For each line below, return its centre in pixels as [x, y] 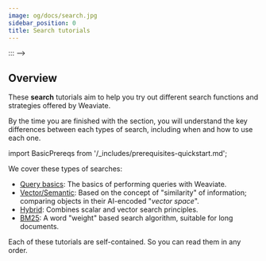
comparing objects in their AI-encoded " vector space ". [110, 201]
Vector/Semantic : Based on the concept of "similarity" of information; [133, 193]
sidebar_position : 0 [42, 23]
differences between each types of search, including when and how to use [131, 130]
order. [18, 251]
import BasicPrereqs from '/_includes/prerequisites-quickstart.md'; [118, 154]
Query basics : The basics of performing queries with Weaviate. [123, 185]
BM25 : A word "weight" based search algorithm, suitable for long [126, 218]
